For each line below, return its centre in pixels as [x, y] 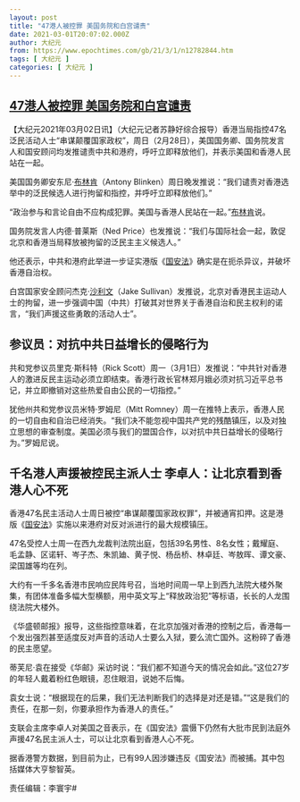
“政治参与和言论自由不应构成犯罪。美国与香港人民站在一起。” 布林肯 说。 [140, 212]
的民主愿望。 [33, 648]
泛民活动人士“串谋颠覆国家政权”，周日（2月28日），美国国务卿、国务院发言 [147, 140]
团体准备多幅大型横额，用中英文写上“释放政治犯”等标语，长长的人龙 [158, 596]
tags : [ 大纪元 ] [39, 59]
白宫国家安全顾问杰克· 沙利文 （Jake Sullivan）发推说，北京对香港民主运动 [144, 291]
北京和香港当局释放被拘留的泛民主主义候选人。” [95, 241]
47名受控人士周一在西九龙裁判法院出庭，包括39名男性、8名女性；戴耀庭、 [146, 544]
